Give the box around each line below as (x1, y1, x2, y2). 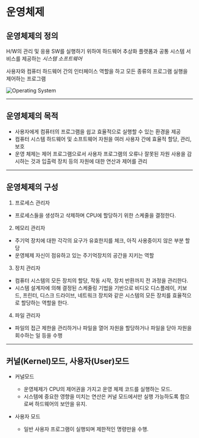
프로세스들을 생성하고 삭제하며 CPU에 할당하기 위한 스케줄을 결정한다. (14, 212, 176, 219)
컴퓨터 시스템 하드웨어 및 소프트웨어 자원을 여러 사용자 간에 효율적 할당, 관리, (14, 135, 192, 142)
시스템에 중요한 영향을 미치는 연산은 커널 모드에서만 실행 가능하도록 (23, 393, 179, 400)
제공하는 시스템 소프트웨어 (21, 55, 83, 62)
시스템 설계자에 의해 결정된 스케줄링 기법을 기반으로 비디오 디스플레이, (14, 284, 176, 291)
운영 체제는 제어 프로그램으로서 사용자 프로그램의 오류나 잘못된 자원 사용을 (14, 150, 186, 157)
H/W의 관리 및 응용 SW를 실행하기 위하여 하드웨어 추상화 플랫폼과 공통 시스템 (6, 48, 185, 55)
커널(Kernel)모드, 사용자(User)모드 (6, 356, 129, 366)
